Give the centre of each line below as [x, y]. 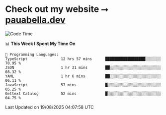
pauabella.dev [35, 20]
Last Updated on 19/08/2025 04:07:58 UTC [50, 107]
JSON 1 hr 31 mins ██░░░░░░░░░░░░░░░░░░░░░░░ [83, 67]
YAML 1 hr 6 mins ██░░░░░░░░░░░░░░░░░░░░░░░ [83, 76]
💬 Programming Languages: [32, 55]
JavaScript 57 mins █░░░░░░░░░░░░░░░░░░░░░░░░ [83, 85]
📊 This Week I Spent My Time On [40, 44]
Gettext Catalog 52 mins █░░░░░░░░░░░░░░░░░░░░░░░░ [83, 93]
